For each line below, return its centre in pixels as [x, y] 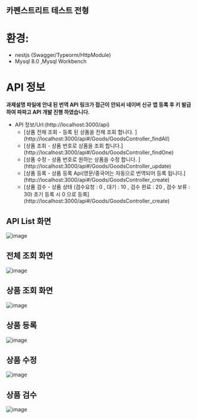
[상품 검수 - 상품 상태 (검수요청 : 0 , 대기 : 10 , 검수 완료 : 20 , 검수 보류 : [107, 187]
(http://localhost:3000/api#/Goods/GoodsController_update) [97, 166]
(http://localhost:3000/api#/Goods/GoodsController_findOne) [99, 152]
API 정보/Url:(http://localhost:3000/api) [62, 125]
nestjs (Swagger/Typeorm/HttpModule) [63, 55]
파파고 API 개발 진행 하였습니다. [53, 112]
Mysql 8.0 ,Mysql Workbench [51, 62]
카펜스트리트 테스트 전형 [47, 11]
